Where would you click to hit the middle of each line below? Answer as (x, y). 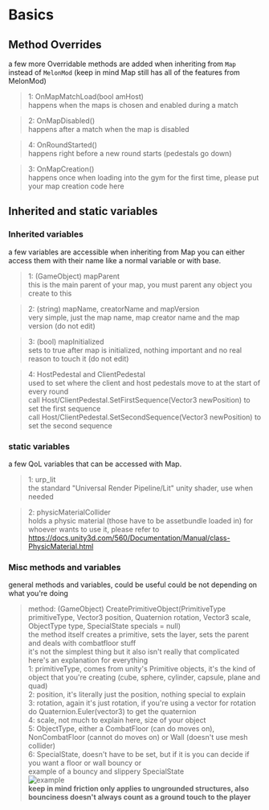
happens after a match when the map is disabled (109, 129)
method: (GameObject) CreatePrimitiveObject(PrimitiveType (127, 609)
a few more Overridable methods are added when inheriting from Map (122, 64)
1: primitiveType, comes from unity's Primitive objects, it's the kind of (142, 669)
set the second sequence (70, 425)
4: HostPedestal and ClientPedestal (87, 374)
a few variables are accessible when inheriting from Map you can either (126, 252)
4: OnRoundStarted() (63, 145)
